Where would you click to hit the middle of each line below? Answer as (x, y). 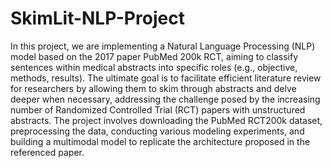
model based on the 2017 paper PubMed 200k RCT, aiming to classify (154, 56)
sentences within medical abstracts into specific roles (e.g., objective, (154, 67)
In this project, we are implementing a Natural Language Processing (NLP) (163, 46)
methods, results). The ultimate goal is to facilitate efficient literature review (166, 78)
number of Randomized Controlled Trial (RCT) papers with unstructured (158, 109)
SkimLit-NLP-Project (97, 18)
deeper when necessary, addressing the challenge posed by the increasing (165, 99)
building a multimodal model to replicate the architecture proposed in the (160, 141)
